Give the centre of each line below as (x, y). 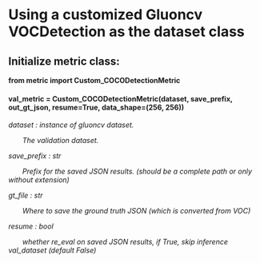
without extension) (39, 180)
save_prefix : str (35, 156)
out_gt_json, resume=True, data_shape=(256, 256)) (96, 107)
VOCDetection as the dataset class (127, 32)
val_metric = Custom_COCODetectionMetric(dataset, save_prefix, (121, 98)
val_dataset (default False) (52, 250)
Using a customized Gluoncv (106, 15)
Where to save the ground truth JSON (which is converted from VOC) (137, 211)
